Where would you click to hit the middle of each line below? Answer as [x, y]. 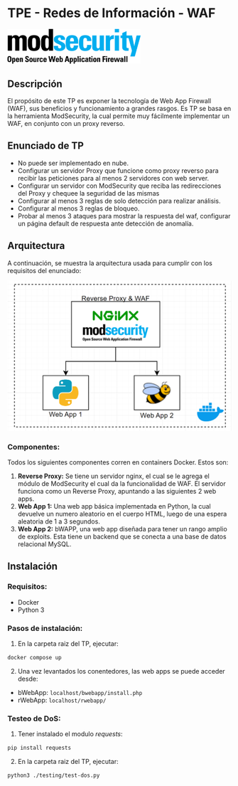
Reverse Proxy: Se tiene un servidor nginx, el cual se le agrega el [113, 476]
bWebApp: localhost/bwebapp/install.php [80, 692]
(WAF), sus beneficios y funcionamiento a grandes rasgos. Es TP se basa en [119, 108]
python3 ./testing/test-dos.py [54, 776]
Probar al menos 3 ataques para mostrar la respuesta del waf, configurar [124, 216]
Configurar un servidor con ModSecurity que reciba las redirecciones [119, 186]
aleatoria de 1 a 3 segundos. [59, 521]
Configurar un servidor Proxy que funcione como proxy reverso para [118, 170]
